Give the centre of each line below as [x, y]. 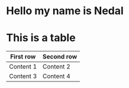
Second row [60, 57]
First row [23, 57]
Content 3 [23, 76]
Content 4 [56, 76]
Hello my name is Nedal [65, 11]
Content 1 [23, 67]
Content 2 [56, 67]
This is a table [41, 38]
